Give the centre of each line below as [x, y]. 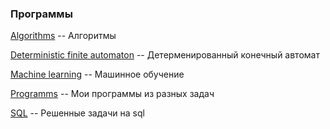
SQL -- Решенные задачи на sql [77, 113]
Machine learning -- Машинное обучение [97, 74]
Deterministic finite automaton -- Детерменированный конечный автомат [165, 55]
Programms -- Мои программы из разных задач [112, 94]
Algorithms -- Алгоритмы [63, 36]
